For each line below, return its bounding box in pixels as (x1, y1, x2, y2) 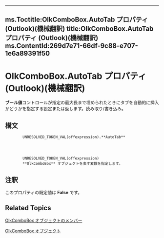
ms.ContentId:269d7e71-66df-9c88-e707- (5, 42, 138, 50)
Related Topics (5, 204, 51, 212)
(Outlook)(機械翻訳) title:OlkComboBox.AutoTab (5, 25, 154, 33)
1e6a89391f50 (5, 49, 50, 58)
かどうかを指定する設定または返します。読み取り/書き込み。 (5, 106, 126, 112)
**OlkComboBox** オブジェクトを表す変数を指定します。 (22, 161, 123, 166)
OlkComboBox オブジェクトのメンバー (5, 218, 82, 223)
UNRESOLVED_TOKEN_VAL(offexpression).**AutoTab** (22, 135, 125, 139)
